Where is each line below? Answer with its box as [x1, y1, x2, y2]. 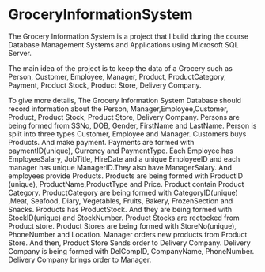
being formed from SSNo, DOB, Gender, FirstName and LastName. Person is [8, 121, 257, 130]
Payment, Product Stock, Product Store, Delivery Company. [8, 80, 202, 90]
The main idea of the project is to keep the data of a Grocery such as [8, 63, 233, 73]
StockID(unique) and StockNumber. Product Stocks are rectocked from [8, 213, 240, 222]
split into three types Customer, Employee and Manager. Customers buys [8, 129, 247, 139]
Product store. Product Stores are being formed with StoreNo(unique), [8, 221, 237, 230]
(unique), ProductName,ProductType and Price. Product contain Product [8, 179, 244, 188]
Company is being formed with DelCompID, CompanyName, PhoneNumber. [8, 246, 255, 255]
